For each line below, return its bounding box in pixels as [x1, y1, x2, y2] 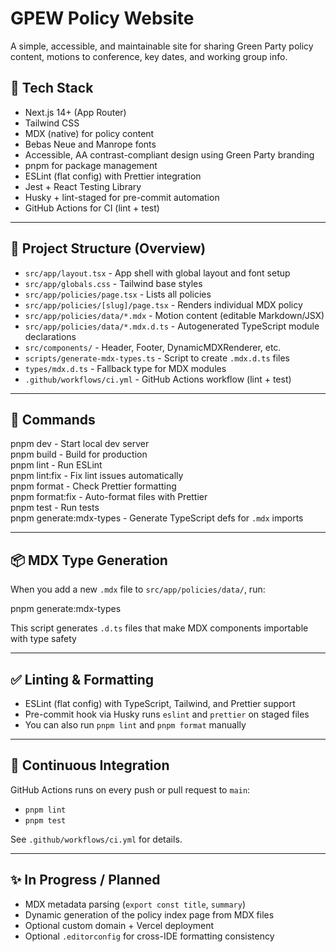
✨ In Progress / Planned [10, 872, 161, 889]
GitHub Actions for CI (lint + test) [24, 202, 160, 214]
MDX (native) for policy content [24, 127, 155, 139]
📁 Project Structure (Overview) [10, 240, 207, 257]
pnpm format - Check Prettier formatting [10, 480, 177, 492]
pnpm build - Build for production [10, 448, 148, 461]
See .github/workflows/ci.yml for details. [10, 833, 183, 845]
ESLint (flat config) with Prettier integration [24, 170, 202, 182]
